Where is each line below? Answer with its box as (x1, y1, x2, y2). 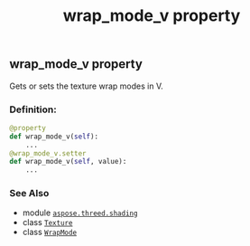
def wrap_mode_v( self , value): (9, 157, 127, 166)
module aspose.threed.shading (22, 207, 138, 218)
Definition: (9, 103, 57, 116)
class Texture (22, 217, 73, 228)
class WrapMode (22, 227, 78, 238)
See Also (9, 187, 50, 200)
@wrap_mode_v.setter (9, 148, 88, 158)
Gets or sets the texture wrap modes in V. (9, 80, 164, 91)
